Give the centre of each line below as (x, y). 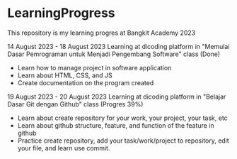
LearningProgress (61, 13)
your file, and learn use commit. (64, 148)
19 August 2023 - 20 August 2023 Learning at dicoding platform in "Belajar (117, 97)
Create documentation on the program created (86, 82)
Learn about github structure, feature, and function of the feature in (116, 125)
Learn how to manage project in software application (94, 67)
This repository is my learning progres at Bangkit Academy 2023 (102, 33)
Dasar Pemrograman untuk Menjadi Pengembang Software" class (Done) (114, 54)
